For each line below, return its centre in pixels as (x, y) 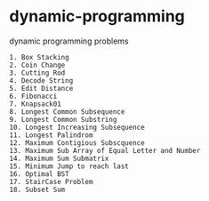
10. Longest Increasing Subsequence (77, 127)
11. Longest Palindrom (51, 135)
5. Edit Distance (41, 88)
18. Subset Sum (37, 189)
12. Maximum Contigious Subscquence (77, 143)
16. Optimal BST (39, 174)
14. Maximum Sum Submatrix (59, 158)
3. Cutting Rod (37, 73)
